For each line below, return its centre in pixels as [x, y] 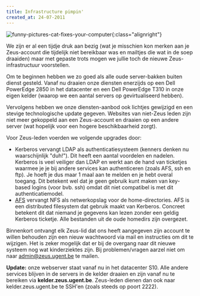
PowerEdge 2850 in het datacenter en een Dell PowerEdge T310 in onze [95, 89]
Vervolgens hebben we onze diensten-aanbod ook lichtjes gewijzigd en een [99, 107]
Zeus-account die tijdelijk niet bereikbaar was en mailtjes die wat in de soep [99, 52]
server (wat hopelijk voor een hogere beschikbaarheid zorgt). [81, 126]
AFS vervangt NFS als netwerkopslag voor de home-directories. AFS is [102, 200]
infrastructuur [23, 65]
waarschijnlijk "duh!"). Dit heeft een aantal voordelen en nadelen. [95, 155]
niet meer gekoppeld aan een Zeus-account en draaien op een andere [93, 119]
